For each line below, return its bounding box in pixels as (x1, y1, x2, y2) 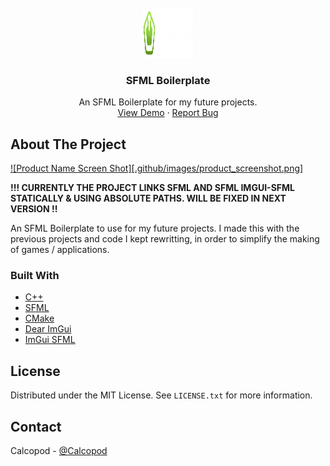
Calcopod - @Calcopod (10, 445, 108, 457)
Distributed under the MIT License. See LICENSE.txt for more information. (10, 389, 313, 401)
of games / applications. (10, 244, 110, 256)
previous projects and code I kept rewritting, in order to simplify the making (10, 233, 320, 245)
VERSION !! (10, 203, 58, 215)
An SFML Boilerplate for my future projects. (78, 96, 258, 108)
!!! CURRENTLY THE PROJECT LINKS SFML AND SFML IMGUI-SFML (10, 182, 295, 194)
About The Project (10, 136, 127, 153)
